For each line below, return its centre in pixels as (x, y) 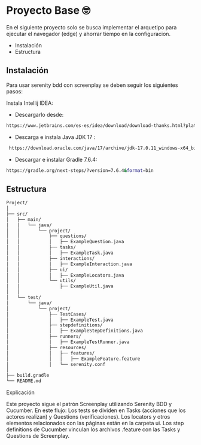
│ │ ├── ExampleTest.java (60, 320)
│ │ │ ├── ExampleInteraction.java (69, 264)
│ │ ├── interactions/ (51, 258)
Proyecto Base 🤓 (48, 10)
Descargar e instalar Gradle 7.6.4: (56, 159)
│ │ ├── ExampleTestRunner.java (68, 342)
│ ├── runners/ (44, 337)
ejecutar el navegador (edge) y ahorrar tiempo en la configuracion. (89, 34)
